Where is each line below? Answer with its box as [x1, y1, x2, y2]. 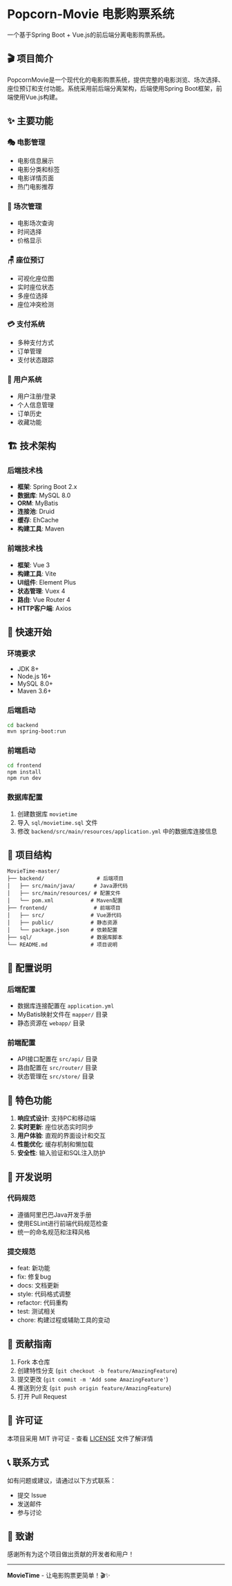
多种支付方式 [17, 339, 54, 347]
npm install [7, 768, 41, 776]
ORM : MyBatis [17, 499, 59, 508]
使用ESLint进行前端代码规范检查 [17, 1219, 108, 1227]
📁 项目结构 [7, 849, 52, 861]
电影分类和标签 [17, 166, 60, 174]
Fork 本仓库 [17, 1357, 50, 1366]
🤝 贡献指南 [7, 1338, 52, 1350]
